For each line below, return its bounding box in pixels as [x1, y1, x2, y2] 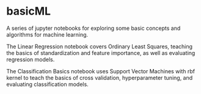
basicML [6, 4, 51, 18]
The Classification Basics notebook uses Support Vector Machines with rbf [6, 67, 196, 74]
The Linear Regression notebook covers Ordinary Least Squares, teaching [6, 43, 193, 50]
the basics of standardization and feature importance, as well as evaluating [6, 49, 196, 56]
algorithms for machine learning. [6, 31, 89, 38]
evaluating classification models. [6, 81, 89, 88]
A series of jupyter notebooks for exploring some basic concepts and [6, 24, 181, 32]
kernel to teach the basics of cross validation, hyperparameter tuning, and [6, 74, 193, 81]
